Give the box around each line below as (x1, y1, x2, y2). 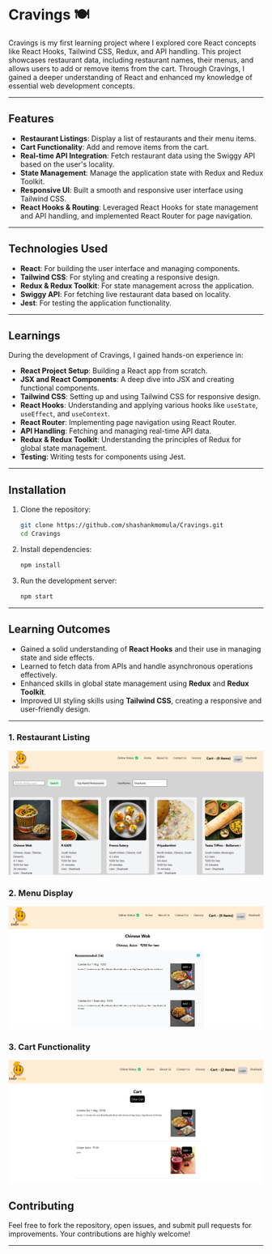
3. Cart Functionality (8, 1041, 91, 1052)
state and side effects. (19, 653, 95, 662)
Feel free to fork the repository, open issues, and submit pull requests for (8, 1221, 253, 1231)
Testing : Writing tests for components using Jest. (19, 452, 186, 461)
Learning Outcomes (8, 623, 111, 636)
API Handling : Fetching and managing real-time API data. (19, 426, 212, 436)
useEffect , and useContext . (19, 409, 111, 419)
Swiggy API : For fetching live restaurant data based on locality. (19, 289, 232, 299)
